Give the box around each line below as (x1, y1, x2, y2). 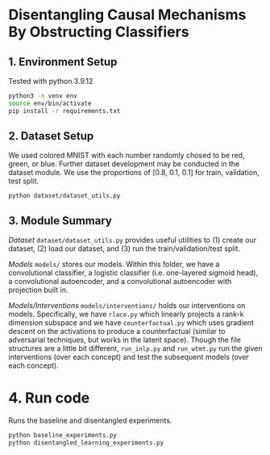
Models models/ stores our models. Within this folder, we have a (8, 260, 220, 269)
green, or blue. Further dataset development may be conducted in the (8, 159, 240, 169)
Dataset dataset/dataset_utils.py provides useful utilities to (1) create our (8, 236, 256, 245)
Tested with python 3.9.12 (8, 77, 93, 86)
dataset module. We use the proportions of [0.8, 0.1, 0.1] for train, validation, (8, 168, 260, 177)
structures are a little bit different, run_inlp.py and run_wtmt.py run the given (8, 344, 263, 353)
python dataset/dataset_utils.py (8, 192, 121, 200)
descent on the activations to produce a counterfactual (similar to (8, 327, 226, 336)
